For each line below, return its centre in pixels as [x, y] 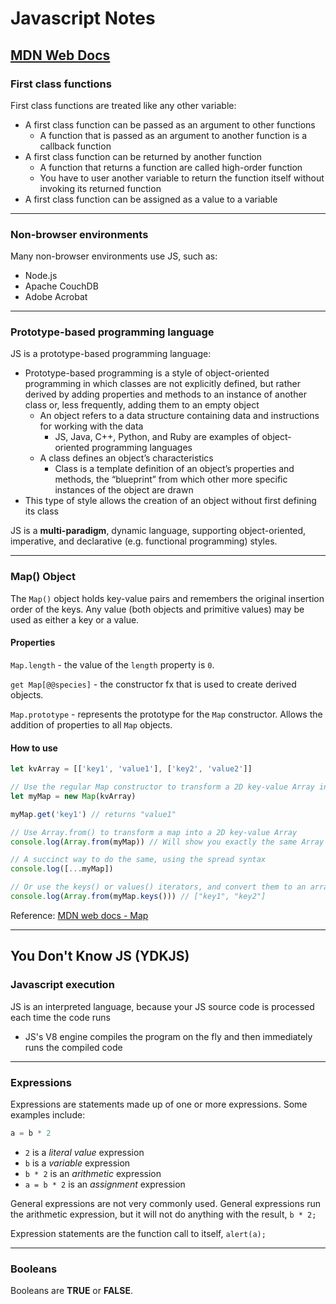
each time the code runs [60, 1017]
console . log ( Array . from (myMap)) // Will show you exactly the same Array [167, 842]
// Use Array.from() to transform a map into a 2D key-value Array [154, 832]
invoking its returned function [100, 188]
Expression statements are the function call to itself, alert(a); [138, 1233]
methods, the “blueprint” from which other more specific [171, 479]
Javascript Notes [83, 18]
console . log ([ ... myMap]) [62, 869]
